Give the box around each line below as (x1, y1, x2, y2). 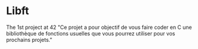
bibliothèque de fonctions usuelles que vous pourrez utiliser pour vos (6, 30, 175, 37)
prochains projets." (6, 36, 52, 43)
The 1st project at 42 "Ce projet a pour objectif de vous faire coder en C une (6, 24, 192, 31)
